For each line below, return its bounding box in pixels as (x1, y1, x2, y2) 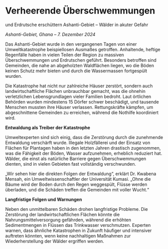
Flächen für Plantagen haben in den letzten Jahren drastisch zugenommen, (5, 145, 161, 151)
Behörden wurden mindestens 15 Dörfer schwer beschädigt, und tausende (5, 98, 159, 105)
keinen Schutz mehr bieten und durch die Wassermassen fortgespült (5, 68, 147, 74)
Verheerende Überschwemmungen (5, 5, 155, 17)
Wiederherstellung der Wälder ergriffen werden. (5, 238, 104, 244)
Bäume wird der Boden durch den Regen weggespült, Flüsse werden (5, 181, 147, 187)
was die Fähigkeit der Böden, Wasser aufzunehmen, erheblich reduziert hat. (5, 150, 162, 156)
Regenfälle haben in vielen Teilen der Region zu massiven (5, 52, 124, 58)
